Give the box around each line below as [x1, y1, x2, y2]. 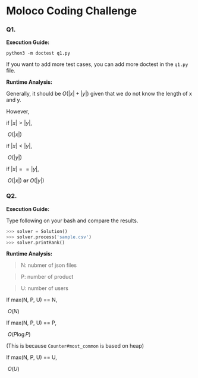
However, [6, 108, 30, 115]
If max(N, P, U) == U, [6, 354, 58, 361]
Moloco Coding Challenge [6, 4, 137, 18]
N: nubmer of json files [20, 262, 77, 269]
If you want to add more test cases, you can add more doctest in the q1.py [6, 61, 188, 68]
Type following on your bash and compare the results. [6, 217, 139, 224]
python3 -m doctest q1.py [6, 51, 70, 56]
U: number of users [20, 285, 68, 292]
